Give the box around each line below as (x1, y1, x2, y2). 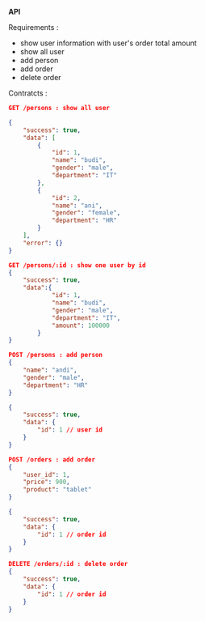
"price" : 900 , (23, 478, 70, 487)
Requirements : (8, 23, 59, 32)
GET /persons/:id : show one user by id (8, 261, 147, 270)
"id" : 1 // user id (37, 426, 103, 434)
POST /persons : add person (8, 351, 103, 359)
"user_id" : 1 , (23, 470, 70, 479)
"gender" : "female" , (51, 209, 121, 217)
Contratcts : (8, 88, 48, 98)
